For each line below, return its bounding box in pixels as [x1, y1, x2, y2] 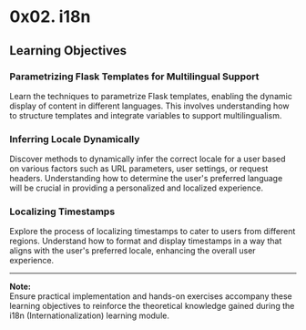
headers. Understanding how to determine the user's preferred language [9, 173, 283, 184]
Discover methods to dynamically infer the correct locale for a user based [9, 153, 286, 165]
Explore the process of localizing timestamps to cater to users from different [9, 226, 296, 237]
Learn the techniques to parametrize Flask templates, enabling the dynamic [9, 90, 293, 101]
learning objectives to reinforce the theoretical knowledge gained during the [9, 301, 295, 312]
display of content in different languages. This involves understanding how [9, 100, 290, 111]
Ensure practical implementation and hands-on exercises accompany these [9, 291, 293, 302]
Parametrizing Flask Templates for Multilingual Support [9, 70, 260, 83]
